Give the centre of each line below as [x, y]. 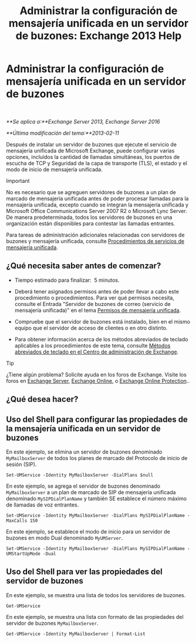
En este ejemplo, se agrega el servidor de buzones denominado [83, 486]
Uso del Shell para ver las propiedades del [84, 572]
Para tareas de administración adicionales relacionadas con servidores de [95, 235]
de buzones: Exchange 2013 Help [99, 36]
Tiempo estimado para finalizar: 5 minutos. [67, 280]
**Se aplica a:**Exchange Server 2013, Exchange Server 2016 [83, 121]
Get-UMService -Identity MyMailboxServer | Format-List [76, 634]
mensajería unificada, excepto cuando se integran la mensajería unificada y [97, 205]
